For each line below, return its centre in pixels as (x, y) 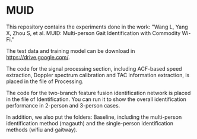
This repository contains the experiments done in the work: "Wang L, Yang (97, 27)
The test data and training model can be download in (71, 50)
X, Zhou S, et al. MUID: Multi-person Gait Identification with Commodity (93, 33)
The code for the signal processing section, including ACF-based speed (94, 68)
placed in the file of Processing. (45, 81)
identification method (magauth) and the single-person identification (90, 123)
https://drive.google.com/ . (38, 57)
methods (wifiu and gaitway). (42, 129)
